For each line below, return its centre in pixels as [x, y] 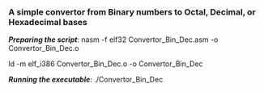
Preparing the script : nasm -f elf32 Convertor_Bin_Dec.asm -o [113, 40]
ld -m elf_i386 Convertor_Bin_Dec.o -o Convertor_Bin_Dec [106, 64]
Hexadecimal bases [48, 22]
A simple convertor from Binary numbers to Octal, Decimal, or [132, 12]
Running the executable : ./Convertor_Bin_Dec [86, 80]
